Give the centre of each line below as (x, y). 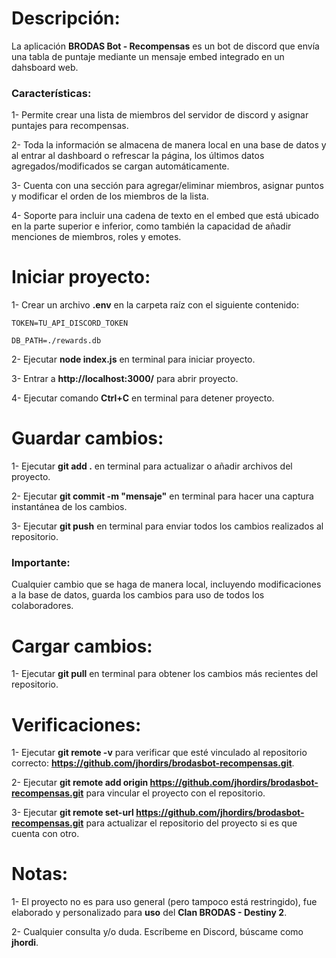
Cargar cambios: (82, 646)
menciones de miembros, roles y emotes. (96, 237)
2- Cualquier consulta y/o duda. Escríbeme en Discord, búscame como (157, 932)
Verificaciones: (76, 724)
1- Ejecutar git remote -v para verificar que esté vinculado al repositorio (159, 753)
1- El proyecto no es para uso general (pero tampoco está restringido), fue (164, 902)
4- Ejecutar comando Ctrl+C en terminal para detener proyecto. (143, 398)
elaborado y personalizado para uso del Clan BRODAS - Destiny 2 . (149, 913)
